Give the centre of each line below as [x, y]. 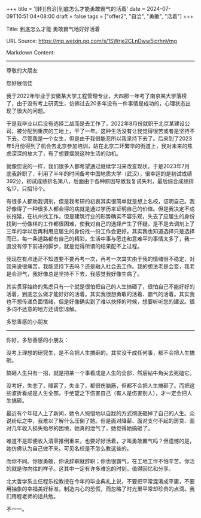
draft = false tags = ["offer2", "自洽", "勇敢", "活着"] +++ [125, 16]
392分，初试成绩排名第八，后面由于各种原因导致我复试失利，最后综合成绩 [98, 181]
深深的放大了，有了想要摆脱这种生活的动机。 [66, 153]
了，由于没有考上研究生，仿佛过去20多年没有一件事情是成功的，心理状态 [96, 103]
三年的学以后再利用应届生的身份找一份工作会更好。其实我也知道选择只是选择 [100, 231]
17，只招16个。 [30, 188]
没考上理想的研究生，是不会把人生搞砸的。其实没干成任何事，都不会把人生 [98, 353]
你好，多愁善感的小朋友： [38, 340]
